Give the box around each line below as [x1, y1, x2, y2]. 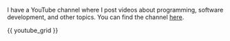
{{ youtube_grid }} [7, 27, 59, 34]
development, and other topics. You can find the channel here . [7, 13, 185, 21]
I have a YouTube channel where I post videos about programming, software [7, 6, 224, 14]
